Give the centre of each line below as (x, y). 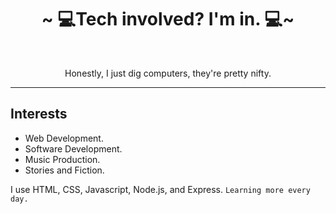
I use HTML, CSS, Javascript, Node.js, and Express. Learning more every (160, 189)
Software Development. (73, 148)
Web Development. (64, 138)
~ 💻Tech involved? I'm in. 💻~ (168, 19)
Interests (39, 114)
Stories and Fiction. (64, 170)
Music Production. (62, 159)
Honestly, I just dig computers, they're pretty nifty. (168, 73)
